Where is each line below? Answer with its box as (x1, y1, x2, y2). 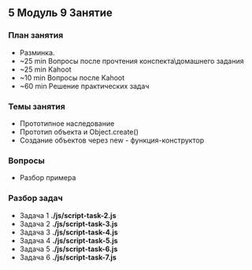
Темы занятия (8, 101, 65, 112)
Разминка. (19, 47, 55, 57)
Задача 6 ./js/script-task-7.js (19, 252, 117, 262)
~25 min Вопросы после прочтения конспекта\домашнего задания (19, 56, 244, 65)
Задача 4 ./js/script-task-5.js (19, 235, 118, 245)
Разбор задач (8, 193, 63, 204)
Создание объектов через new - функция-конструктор (19, 135, 205, 145)
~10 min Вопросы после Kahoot (19, 72, 125, 82)
